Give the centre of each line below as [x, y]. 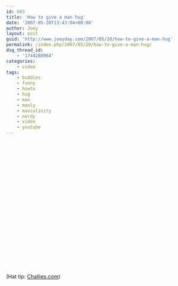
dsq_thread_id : [25, 50]
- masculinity [34, 111]
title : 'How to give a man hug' [46, 17]
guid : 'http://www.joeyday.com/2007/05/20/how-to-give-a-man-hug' [90, 39]
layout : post [22, 34]
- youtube [29, 127]
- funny [26, 83]
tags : [13, 72]
